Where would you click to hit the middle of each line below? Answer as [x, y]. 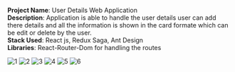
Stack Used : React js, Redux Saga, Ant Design [75, 40]
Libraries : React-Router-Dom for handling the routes [84, 48]
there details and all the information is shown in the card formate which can [118, 25]
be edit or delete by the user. [50, 32]
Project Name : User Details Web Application [72, 10]
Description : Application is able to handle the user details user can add [112, 18]
